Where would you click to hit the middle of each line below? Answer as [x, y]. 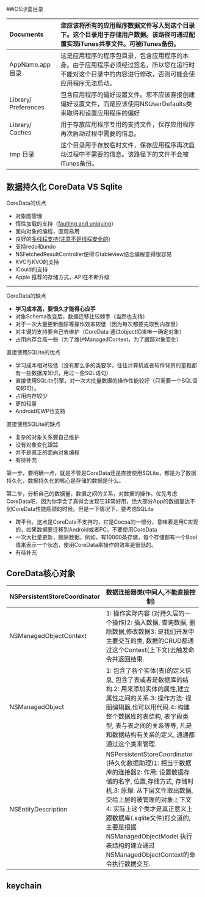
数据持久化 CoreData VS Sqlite [65, 187]
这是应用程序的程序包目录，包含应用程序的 [121, 56]
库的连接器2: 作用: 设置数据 [145, 772]
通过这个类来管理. [131, 744]
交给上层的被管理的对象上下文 [149, 799]
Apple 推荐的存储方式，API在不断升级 [62, 277]
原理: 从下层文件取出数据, [157, 790]
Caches [20, 132]
